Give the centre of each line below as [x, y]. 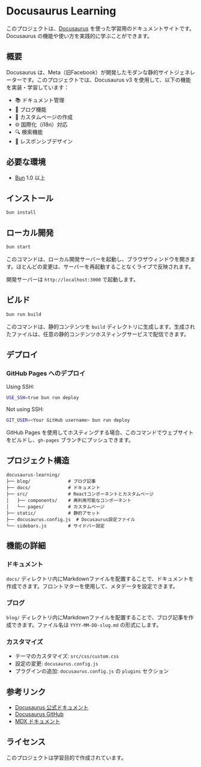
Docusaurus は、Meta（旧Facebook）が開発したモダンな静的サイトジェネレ [101, 72]
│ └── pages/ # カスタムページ [55, 507]
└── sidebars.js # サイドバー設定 [55, 526]
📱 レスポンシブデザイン [44, 141]
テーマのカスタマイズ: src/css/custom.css [67, 656]
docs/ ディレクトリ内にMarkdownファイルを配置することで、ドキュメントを [100, 579]
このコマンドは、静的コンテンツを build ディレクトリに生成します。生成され [101, 326]
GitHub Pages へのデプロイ [46, 373]
